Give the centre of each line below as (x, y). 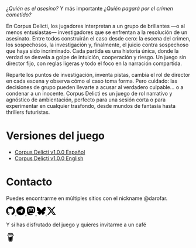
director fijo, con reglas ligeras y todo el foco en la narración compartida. (94, 63)
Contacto (29, 182)
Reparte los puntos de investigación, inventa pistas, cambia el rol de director (98, 75)
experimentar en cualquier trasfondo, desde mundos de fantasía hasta (91, 106)
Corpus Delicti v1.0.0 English (49, 158)
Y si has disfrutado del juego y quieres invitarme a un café (76, 225)
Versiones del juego (56, 136)
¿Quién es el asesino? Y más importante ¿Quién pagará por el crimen (90, 9)
